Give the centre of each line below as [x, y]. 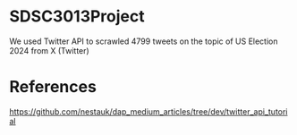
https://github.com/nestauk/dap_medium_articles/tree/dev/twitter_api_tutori [148, 111]
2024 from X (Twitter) [49, 50]
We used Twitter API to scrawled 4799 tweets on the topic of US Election [144, 41]
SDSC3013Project [77, 17]
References [53, 87]
